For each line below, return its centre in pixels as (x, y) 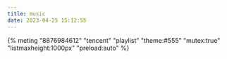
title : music (26, 14)
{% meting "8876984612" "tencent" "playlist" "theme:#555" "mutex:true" (114, 40)
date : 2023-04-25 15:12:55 (47, 20)
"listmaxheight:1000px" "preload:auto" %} (68, 48)
